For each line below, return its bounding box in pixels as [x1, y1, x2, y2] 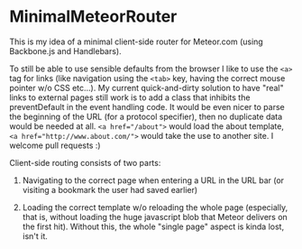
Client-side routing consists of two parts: [9, 157, 161, 168]
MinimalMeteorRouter [9, 6, 178, 27]
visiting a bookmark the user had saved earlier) [22, 184, 198, 195]
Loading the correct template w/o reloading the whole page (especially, [22, 201, 288, 213]
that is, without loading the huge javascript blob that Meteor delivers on [22, 211, 288, 222]
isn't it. [22, 230, 48, 241]
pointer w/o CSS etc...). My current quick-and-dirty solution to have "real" [9, 82, 284, 93]
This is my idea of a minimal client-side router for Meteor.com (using [9, 36, 263, 47]
